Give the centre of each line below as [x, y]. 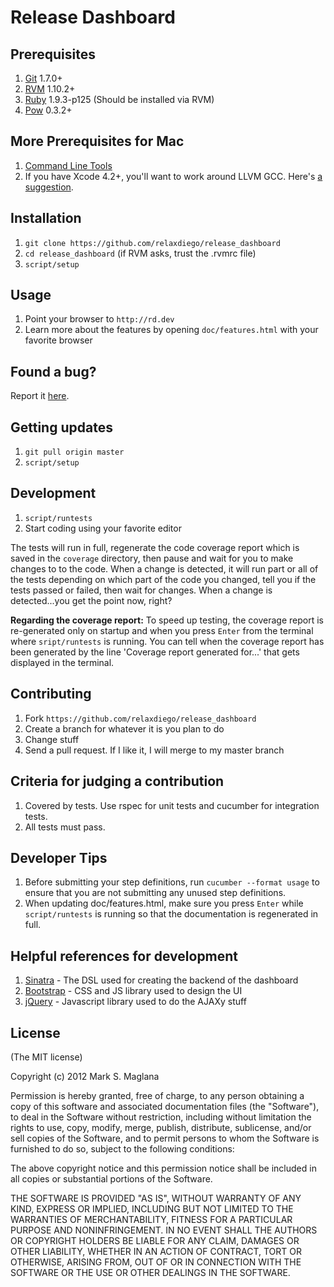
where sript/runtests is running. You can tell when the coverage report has [167, 641]
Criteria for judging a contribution [117, 781]
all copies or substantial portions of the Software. [111, 1178]
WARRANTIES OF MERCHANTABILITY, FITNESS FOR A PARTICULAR [151, 1219]
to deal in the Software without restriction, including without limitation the [161, 1117]
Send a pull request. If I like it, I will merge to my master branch [154, 750]
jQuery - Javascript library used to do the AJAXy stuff [135, 1002]
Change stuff [52, 739]
